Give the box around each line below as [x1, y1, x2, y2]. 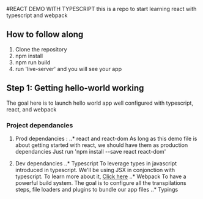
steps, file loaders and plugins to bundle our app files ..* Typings [15, 186, 179, 193]
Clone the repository [15, 45, 67, 53]
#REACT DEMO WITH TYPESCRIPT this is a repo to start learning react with [6, 6, 197, 12]
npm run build [15, 58, 51, 66]
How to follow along [6, 29, 84, 40]
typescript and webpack [6, 12, 68, 19]
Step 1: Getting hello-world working [6, 83, 144, 94]
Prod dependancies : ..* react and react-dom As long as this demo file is [15, 135, 197, 142]
